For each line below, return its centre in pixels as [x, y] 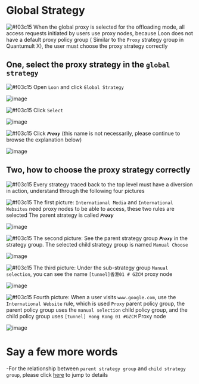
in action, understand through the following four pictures [75, 191]
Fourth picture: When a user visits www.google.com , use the [105, 297]
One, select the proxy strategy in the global [88, 65]
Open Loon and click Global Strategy [79, 87]
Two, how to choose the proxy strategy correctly [98, 170]
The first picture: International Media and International [103, 202]
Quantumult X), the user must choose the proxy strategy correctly [87, 46]
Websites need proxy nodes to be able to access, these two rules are [90, 208]
